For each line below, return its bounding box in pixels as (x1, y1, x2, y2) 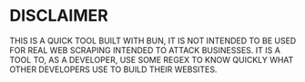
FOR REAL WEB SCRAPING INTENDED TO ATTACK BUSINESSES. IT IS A (9, 44, 280, 55)
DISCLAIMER (9, 5, 109, 26)
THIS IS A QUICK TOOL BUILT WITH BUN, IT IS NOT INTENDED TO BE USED (9, 35, 297, 46)
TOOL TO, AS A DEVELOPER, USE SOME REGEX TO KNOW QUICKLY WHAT (9, 54, 294, 65)
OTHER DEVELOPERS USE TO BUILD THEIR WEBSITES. (9, 64, 218, 75)
